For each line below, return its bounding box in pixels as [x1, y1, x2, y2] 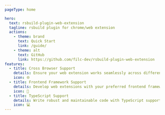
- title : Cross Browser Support [9, 66, 76, 71]
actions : [9, 30, 27, 35]
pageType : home [4, 7, 36, 12]
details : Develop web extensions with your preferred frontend [13, 84, 146, 89]
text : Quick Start [17, 39, 56, 44]
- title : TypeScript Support [9, 93, 69, 98]
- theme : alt [13, 47, 40, 53]
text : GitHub [17, 52, 45, 57]
